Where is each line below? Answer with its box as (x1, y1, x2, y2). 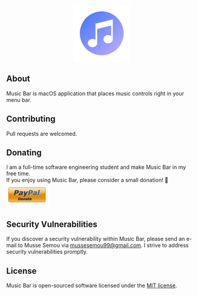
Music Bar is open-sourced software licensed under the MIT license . (6, 282, 177, 290)
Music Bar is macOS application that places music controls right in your (6, 90, 185, 97)
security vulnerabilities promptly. (6, 248, 88, 256)
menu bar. (6, 96, 31, 103)
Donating (6, 147, 42, 158)
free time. (6, 170, 30, 177)
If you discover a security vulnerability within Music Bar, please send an (6, 236, 185, 243)
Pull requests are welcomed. (6, 130, 78, 137)
